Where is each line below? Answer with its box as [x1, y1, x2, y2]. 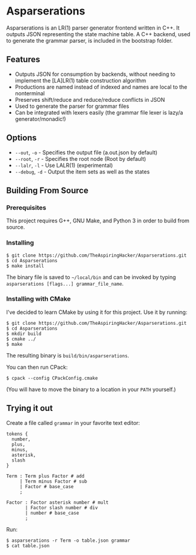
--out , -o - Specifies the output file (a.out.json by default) [14, 149, 158, 156]
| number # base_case [25, 510, 79, 516]
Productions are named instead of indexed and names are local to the [14, 83, 188, 90]
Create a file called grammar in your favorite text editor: [6, 419, 140, 426]
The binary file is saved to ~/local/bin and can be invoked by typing [6, 273, 176, 281]
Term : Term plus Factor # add [6, 473, 85, 479]
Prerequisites [6, 203, 46, 212]
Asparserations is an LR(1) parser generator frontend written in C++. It [6, 24, 180, 31]
